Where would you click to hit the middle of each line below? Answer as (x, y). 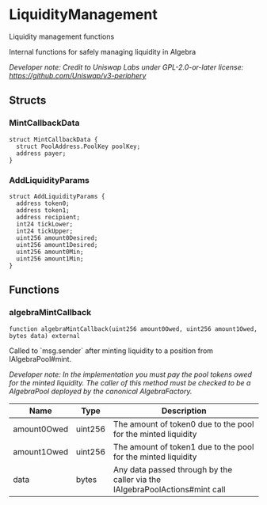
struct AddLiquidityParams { (57, 196)
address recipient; (48, 217)
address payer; (41, 153)
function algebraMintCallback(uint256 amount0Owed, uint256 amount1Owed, (133, 329)
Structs (28, 101)
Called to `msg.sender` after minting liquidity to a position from (111, 351)
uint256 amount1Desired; (57, 245)
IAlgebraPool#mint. (40, 359)
